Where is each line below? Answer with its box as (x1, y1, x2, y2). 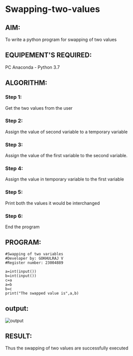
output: (5, 304, 29, 313)
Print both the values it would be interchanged (5, 200, 100, 206)
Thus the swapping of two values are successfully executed (5, 345, 129, 351)
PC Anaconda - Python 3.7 (5, 64, 60, 70)
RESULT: (5, 332, 32, 340)
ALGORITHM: (5, 79, 47, 87)
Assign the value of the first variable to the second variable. (5, 153, 128, 159)
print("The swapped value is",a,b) (5, 291, 79, 296)
